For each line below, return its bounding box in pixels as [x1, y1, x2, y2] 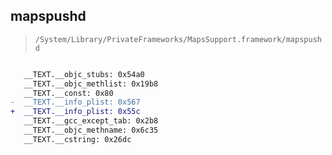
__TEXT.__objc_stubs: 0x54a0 [23, 69, 145, 79]
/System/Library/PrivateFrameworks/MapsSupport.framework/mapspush [34, 34, 322, 44]
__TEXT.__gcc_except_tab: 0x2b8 [23, 116, 159, 126]
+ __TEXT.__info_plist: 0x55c [10, 107, 141, 117]
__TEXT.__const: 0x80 [23, 88, 114, 98]
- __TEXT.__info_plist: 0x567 [10, 97, 141, 108]
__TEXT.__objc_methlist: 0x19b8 [23, 79, 159, 89]
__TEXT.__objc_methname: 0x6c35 [23, 125, 159, 136]
